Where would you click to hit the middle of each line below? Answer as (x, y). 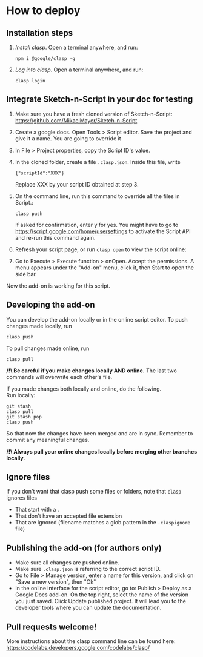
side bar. (26, 274)
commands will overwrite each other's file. (59, 377)
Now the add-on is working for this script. (58, 286)
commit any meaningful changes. (48, 440)
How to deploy (43, 11)
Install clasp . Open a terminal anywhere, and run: (76, 47)
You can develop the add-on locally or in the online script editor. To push (97, 319)
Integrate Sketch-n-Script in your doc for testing (100, 100)
